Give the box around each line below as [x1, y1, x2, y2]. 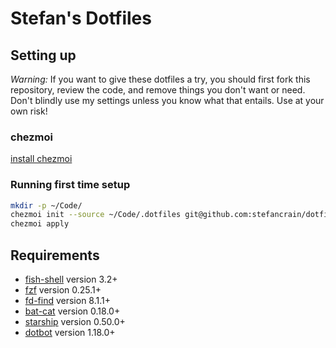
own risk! [10, 105, 48, 117]
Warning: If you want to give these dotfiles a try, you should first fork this [10, 73, 311, 85]
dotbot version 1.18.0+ [24, 327, 116, 339]
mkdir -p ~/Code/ [10, 200, 83, 211]
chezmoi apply [10, 219, 70, 229]
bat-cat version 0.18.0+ [24, 305, 121, 317]
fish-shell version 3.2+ [24, 273, 118, 286]
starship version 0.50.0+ [24, 316, 126, 328]
